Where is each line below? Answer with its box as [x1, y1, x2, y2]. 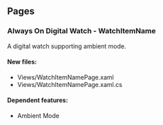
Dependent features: [7, 96, 68, 104]
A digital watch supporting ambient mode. [7, 41, 126, 50]
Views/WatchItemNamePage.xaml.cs [17, 80, 123, 88]
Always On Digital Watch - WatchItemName [7, 26, 156, 36]
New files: [7, 58, 37, 66]
